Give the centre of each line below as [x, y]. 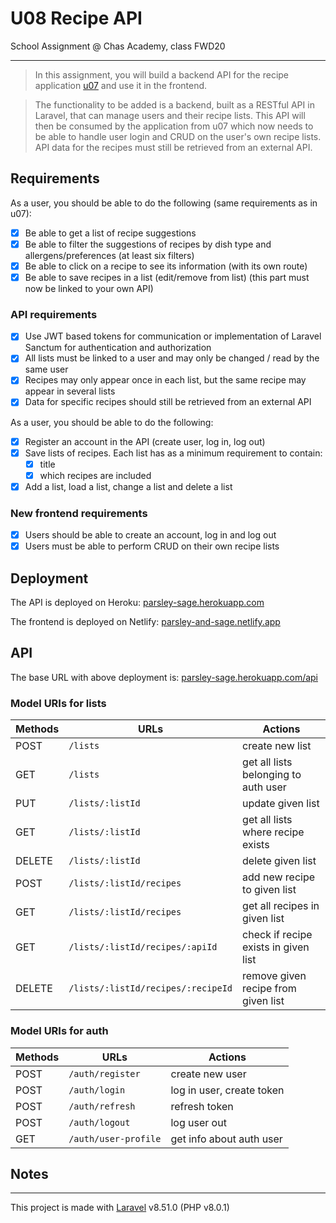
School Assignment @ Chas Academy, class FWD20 [118, 46]
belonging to [272, 775]
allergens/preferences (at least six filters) [109, 255]
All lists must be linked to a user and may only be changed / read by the [172, 358]
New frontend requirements [79, 513]
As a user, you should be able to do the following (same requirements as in [164, 203]
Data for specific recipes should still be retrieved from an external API [168, 402]
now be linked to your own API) [89, 288]
